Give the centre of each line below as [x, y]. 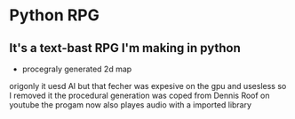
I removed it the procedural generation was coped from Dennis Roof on [140, 95]
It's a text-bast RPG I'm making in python [125, 48]
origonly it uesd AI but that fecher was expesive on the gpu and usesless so [148, 86]
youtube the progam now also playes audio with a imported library [130, 105]
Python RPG [55, 15]
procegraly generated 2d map [77, 69]
